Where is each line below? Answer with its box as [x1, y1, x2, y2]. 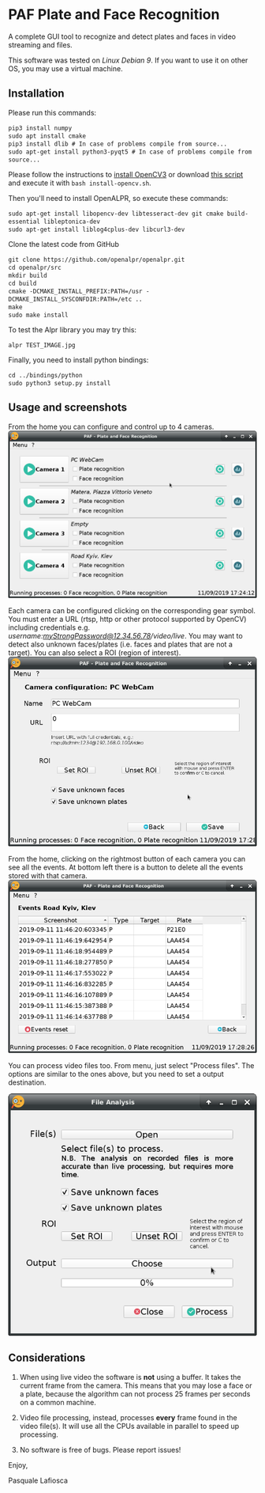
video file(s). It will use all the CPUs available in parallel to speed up [19, 1421, 240, 1430]
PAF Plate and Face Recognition [8, 6, 220, 24]
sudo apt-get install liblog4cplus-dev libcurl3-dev [8, 225, 185, 233]
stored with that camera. [8, 871, 88, 881]
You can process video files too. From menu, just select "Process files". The [8, 1061, 255, 1070]
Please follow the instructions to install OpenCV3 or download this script [8, 169, 244, 179]
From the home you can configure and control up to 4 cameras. [8, 422, 215, 431]
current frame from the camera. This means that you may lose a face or [19, 1381, 252, 1390]
